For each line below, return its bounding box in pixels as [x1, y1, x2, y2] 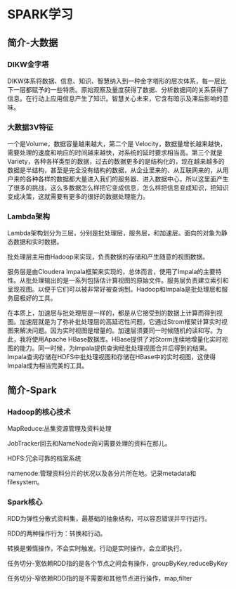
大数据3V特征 [7, 122, 54, 132]
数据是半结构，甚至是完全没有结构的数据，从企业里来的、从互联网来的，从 [7, 166, 223, 174]
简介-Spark [7, 384, 58, 396]
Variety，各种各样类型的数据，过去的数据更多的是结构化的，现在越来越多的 [7, 157, 225, 166]
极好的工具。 [19, 294, 57, 302]
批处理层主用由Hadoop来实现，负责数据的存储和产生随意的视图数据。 [7, 252, 209, 261]
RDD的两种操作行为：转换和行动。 [7, 529, 107, 538]
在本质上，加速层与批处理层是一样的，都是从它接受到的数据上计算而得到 [7, 309, 216, 317]
